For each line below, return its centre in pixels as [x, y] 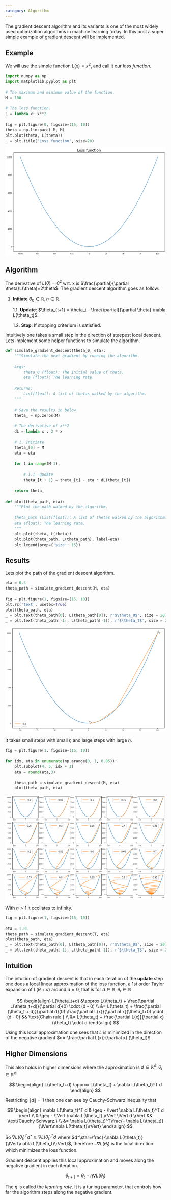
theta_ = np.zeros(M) [37, 415]
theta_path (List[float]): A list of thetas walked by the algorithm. [91, 518]
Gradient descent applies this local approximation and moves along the [80, 1160]
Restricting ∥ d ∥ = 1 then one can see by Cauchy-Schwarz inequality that [81, 1100]
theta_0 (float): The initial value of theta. [74, 372]
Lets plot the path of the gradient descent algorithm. [60, 573]
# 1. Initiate [29, 442]
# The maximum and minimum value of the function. [60, 92]
